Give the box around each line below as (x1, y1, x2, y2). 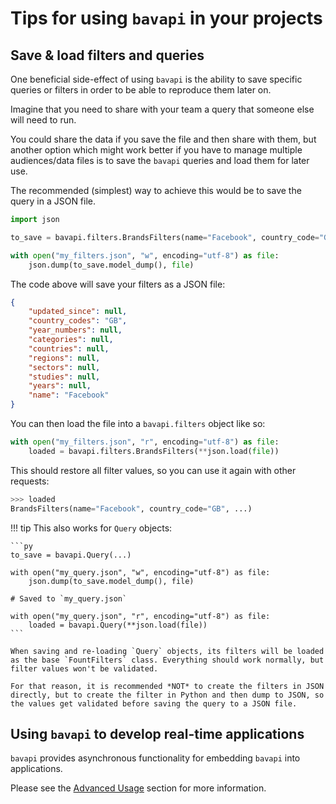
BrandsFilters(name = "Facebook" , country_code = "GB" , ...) (10, 503, 253, 514)
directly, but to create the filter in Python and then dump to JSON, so (10, 690, 325, 700)
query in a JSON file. (10, 195, 97, 207)
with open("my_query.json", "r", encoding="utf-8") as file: (10, 611, 271, 621)
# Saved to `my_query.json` (10, 593, 128, 604)
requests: (10, 475, 50, 487)
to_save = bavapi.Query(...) (10, 550, 132, 560)
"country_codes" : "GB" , (28, 316, 128, 326)
